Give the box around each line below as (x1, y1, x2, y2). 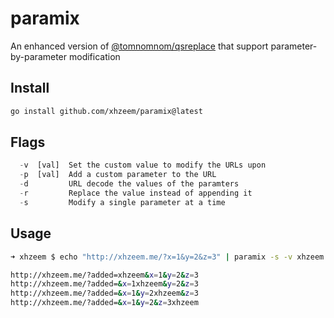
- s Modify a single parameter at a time (19, 197, 226, 207)
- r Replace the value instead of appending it (19, 188, 253, 199)
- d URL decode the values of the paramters (19, 179, 240, 189)
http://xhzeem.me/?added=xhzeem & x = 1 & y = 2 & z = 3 (10, 270, 199, 280)
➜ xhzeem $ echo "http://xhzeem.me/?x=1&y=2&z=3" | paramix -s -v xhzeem (10, 252, 325, 262)
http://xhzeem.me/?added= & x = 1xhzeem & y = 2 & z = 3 (10, 279, 199, 289)
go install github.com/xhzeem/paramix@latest (10, 106, 203, 116)
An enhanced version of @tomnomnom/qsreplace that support (10, 40, 269, 52)
